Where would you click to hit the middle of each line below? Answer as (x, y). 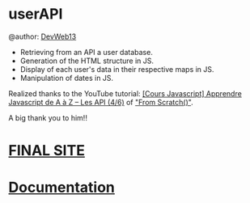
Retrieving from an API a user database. (87, 52)
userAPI (36, 14)
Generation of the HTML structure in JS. (87, 61)
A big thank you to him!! (48, 117)
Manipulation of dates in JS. (67, 78)
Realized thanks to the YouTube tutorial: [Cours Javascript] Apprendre (125, 93)
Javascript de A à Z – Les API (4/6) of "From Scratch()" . (101, 102)
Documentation (62, 188)
